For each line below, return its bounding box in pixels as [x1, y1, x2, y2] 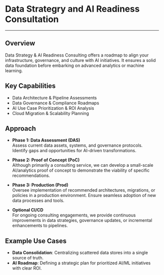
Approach [5, 124, 36, 133]
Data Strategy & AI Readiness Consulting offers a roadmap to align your [5, 52, 149, 58]
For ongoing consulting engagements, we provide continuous [12, 212, 136, 218]
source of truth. [12, 255, 44, 261]
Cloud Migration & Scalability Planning [12, 110, 89, 116]
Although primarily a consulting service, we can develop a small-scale [12, 162, 154, 168]
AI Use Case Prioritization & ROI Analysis [12, 105, 94, 111]
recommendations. [12, 173, 50, 178]
